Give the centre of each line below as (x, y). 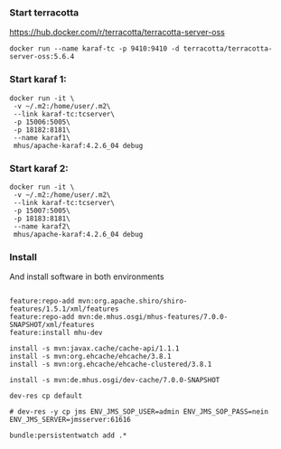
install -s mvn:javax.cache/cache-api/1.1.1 (94, 349)
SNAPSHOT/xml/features (52, 325)
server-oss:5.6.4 (42, 57)
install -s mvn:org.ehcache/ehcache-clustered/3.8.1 (111, 365)
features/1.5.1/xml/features (64, 309)
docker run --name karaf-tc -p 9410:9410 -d (94, 49)
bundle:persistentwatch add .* (68, 435)
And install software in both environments (87, 276)
